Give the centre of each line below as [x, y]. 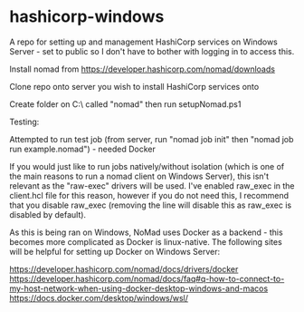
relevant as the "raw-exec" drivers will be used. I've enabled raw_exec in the [152, 185]
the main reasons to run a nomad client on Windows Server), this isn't [139, 176]
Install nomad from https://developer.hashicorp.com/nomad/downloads [142, 69]
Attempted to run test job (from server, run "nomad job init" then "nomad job [152, 139]
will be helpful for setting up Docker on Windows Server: [114, 251]
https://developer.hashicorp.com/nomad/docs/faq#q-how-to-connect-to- [147, 278]
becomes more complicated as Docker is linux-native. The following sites [146, 241]
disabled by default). [48, 214]
